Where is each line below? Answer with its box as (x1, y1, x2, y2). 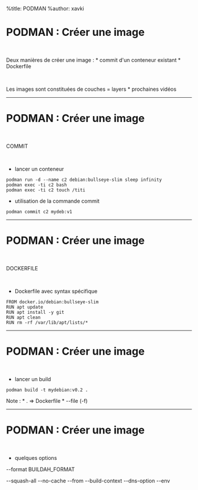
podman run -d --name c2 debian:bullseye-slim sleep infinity (6, 177, 162, 183)
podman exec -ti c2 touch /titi (6, 187, 85, 193)
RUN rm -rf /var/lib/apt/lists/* (6, 319, 88, 326)
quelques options (14, 454, 57, 461)
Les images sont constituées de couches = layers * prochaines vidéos (6, 85, 177, 92)
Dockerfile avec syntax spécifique (14, 287, 98, 294)
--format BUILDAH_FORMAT (6, 465, 75, 473)
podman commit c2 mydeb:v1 (6, 208, 72, 214)
